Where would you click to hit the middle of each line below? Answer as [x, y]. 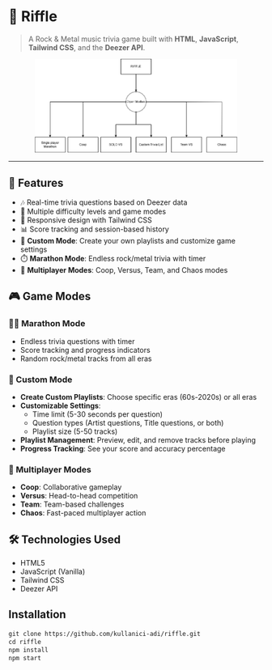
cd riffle [25, 642]
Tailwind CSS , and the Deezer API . [87, 47]
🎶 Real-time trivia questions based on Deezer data [104, 202]
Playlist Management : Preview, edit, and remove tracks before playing [138, 440]
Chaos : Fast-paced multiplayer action [83, 513]
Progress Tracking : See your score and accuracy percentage [123, 449]
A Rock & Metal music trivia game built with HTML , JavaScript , [133, 39]
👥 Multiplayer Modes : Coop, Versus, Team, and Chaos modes [124, 270]
